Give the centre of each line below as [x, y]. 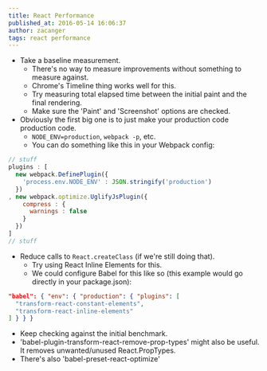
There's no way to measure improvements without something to [136, 69]
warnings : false [58, 212]
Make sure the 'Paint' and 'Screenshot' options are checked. [131, 111]
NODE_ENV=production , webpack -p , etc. [94, 137]
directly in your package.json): [82, 281]
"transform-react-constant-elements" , [80, 303]
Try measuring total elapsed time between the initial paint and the [139, 94]
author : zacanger [37, 30]
